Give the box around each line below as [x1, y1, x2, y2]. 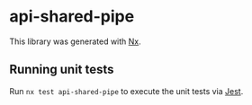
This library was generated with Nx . [9, 36, 141, 47]
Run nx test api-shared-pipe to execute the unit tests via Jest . [9, 85, 244, 96]
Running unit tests [9, 62, 114, 77]
